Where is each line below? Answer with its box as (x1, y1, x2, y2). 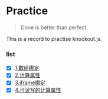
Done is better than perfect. (20, 24, 89, 31)
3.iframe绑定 (14, 79, 46, 87)
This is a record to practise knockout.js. (6, 35, 102, 42)
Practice (6, 4, 48, 18)
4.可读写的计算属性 (14, 87, 61, 94)
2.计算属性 (14, 72, 41, 79)
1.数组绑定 (14, 64, 40, 72)
